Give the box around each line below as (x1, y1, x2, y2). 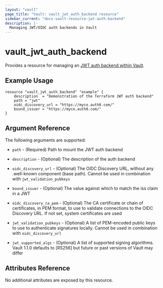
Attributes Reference (5, 264, 70, 272)
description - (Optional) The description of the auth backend (12, 156, 136, 162)
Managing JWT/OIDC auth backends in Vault (9, 25, 97, 30)
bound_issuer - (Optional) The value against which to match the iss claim (12, 185, 158, 191)
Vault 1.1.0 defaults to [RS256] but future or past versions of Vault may (12, 245, 153, 250)
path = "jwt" (14, 98, 41, 103)
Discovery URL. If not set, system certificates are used (12, 210, 122, 216)
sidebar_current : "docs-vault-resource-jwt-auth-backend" (5, 16, 125, 21)
